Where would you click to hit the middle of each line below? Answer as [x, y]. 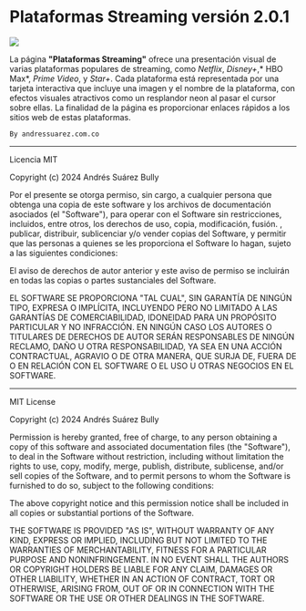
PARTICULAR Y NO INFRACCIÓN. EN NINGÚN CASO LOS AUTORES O [141, 326]
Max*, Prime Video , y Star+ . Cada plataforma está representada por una [144, 78]
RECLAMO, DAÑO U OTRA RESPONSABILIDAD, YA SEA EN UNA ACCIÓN [146, 346]
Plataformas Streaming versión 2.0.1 [149, 17]
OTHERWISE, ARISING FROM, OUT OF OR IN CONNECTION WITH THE [142, 588]
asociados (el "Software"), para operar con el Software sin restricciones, [146, 214]
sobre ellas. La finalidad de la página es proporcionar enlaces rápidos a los [150, 108]
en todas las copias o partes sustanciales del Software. [113, 280]
